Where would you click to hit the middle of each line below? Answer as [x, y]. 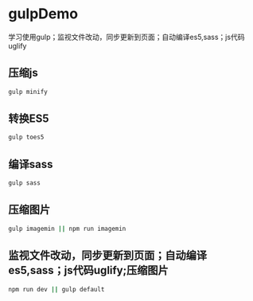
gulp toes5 [26, 137]
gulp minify [28, 92]
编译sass [31, 164]
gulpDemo [43, 14]
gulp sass [25, 183]
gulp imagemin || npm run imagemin [67, 229]
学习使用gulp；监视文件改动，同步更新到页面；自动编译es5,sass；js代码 [127, 37]
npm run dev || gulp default [56, 289]
